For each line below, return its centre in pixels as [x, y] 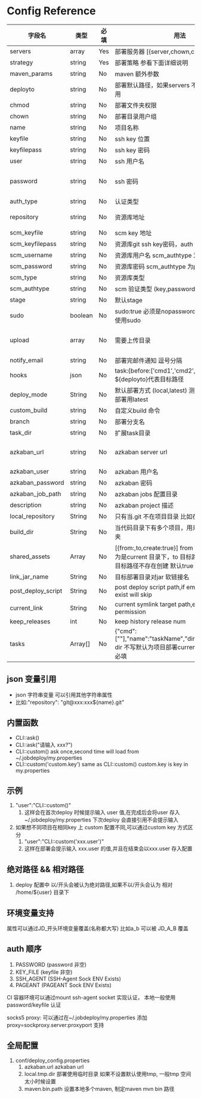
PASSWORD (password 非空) [51, 964]
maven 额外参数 [137, 74]
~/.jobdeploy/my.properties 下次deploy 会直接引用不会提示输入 [101, 820]
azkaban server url [141, 452]
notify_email [27, 360]
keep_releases [30, 621]
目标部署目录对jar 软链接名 [152, 577]
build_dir [22, 531]
